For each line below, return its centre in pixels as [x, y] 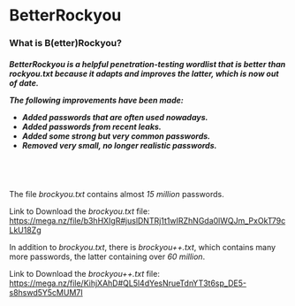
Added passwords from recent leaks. [91, 126]
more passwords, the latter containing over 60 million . [107, 256]
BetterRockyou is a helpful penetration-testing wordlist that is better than [147, 64]
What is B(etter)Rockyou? [65, 43]
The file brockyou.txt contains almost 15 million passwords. [117, 195]
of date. [24, 83]
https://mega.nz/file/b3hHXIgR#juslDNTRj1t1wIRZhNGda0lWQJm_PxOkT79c [147, 221]
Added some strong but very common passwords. [116, 136]
